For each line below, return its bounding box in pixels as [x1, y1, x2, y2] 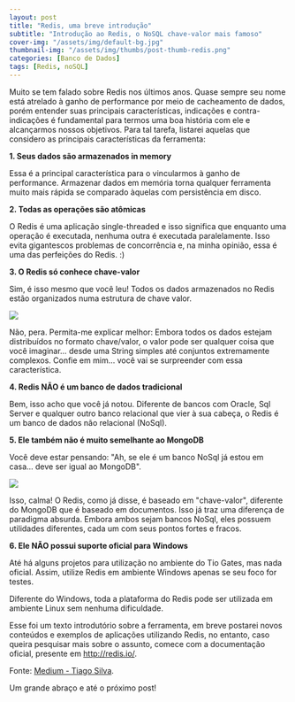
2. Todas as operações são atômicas [9, 204, 146, 214]
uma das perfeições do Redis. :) [9, 249, 125, 259]
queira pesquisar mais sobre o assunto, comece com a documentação [9, 638, 266, 649]
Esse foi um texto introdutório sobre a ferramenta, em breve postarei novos [9, 620, 283, 630]
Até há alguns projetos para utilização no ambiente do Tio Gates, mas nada [9, 557, 283, 567]
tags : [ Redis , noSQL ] [9, 63, 89, 72]
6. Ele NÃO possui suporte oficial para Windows [9, 540, 188, 551]
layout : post [9, 12, 57, 22]
